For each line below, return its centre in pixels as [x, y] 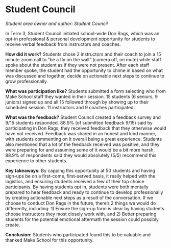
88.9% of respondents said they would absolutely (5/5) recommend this [81, 155]
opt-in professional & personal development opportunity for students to [80, 39]
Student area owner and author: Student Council [57, 23]
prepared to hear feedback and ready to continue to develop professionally [84, 192]
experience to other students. [36, 160]
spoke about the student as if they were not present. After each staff [77, 65]
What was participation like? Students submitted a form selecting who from [86, 91]
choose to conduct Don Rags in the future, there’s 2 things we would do [81, 203]
